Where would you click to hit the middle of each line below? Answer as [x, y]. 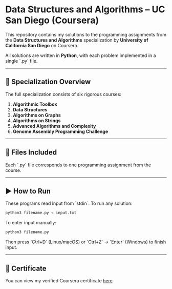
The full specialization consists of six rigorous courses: [63, 94]
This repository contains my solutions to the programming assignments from [86, 34]
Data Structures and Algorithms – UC [85, 9]
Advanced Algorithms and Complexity [54, 126]
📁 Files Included [31, 152]
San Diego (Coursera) [52, 20]
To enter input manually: [31, 223]
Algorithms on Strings [37, 120]
